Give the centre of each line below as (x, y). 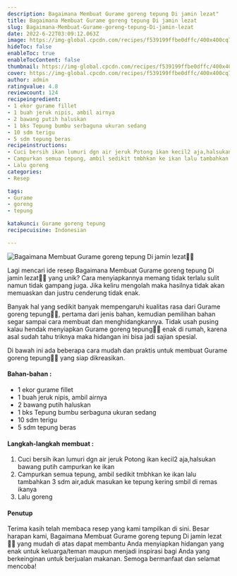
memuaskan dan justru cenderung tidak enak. (74, 293)
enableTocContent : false (44, 60)
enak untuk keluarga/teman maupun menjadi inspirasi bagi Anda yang (109, 551)
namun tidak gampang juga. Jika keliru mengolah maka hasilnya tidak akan (116, 285)
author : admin (28, 80)
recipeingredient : (34, 100)
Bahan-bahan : (30, 374)
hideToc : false (30, 47)
